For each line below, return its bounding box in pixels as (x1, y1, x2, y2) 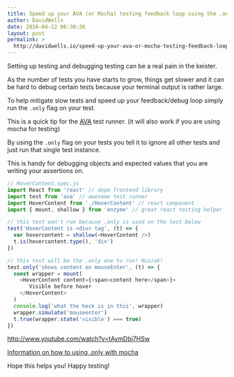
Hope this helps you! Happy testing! (7, 362, 110, 370)
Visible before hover (29, 283, 92, 290)
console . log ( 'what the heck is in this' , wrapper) (13, 302, 164, 309)
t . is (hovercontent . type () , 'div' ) (13, 238, 114, 245)
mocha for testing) (7, 125, 61, 133)
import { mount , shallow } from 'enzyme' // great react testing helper (7, 206, 223, 213)
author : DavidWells (7, 17, 64, 24)
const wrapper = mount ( (13, 270, 82, 277)
